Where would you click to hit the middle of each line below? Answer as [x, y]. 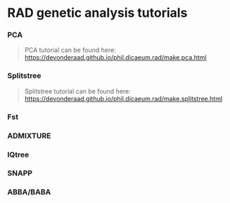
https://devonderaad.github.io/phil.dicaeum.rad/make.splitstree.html [123, 98]
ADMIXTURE [29, 136]
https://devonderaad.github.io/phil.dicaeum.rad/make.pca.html [115, 58]
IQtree [18, 155]
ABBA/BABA [29, 192]
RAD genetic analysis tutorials [97, 13]
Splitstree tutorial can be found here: [78, 91]
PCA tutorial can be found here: [70, 50]
